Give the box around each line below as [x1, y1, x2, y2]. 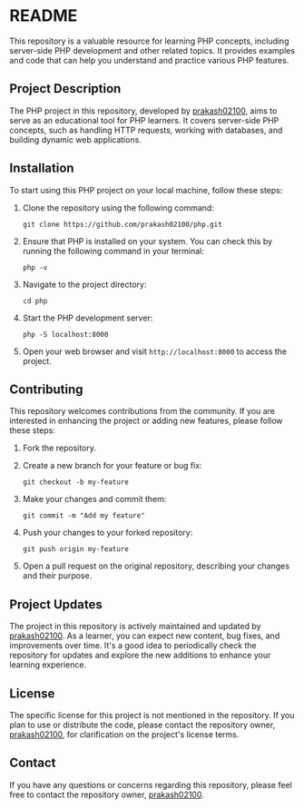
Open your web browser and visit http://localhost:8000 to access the [22, 346, 288, 357]
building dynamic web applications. [9, 133, 142, 145]
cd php [22, 296, 48, 305]
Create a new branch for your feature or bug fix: [22, 460, 202, 471]
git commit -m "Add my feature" [22, 511, 145, 520]
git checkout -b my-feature [22, 478, 129, 487]
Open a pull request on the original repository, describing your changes [22, 560, 290, 572]
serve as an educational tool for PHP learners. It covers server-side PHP [9, 114, 279, 125]
